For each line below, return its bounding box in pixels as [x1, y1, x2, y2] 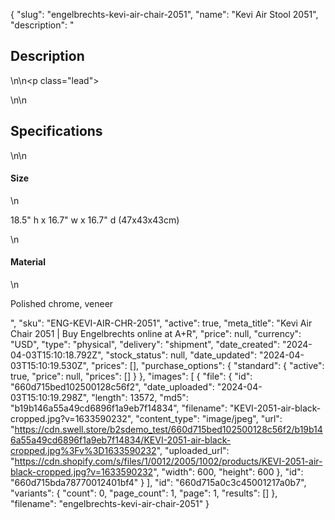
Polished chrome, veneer [10, 298, 114, 310]
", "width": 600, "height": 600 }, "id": [153, 466, 304, 478]
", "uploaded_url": [156, 445, 230, 457]
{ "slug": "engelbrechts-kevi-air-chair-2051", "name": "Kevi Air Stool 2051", [10, 9, 319, 20]
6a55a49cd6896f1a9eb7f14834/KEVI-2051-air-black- [10, 434, 232, 446]
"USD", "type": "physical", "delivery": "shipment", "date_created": [10, 339, 281, 351]
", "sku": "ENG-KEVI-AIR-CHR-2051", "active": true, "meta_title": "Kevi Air [10, 317, 313, 329]
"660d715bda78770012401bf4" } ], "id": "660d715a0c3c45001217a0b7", [10, 477, 307, 489]
